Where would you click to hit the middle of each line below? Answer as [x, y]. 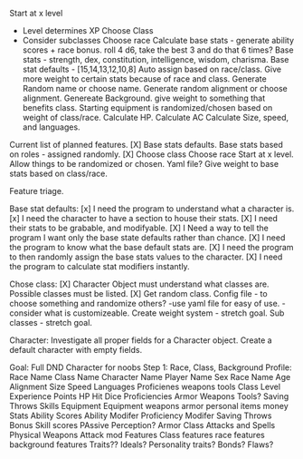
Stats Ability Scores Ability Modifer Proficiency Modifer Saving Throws [141, 415]
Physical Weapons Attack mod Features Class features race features [137, 435]
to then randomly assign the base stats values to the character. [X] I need [146, 257]
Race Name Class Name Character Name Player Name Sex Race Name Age [150, 377]
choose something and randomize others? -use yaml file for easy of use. [145, 303]
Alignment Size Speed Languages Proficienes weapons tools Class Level [145, 386]
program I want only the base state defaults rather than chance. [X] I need [147, 238]
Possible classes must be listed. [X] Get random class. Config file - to [139, 293]
